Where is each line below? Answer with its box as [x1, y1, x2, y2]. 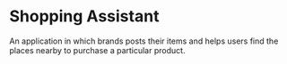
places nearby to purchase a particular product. [9, 44, 186, 55]
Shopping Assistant [9, 6, 160, 27]
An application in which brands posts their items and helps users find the [9, 36, 279, 46]
